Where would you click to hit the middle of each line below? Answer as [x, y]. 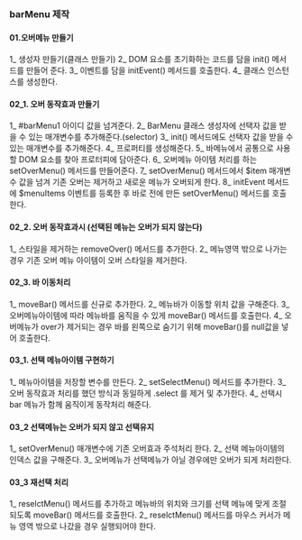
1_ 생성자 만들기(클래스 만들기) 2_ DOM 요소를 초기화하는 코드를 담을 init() [140, 59]
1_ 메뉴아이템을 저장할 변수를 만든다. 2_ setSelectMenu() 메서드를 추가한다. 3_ [148, 381]
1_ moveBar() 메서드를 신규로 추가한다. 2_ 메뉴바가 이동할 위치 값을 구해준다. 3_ [150, 304]
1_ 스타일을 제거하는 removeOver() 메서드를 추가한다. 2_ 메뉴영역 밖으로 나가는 [148, 249]
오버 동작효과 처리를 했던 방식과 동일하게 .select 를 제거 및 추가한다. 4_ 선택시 [146, 393]
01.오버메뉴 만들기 [41, 37]
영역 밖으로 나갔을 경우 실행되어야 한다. [87, 526]
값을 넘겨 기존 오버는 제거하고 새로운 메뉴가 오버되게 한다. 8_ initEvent [142, 182]
